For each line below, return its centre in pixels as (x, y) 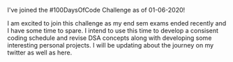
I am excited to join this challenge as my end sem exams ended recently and (117, 23)
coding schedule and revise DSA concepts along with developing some (110, 38)
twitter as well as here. (40, 52)
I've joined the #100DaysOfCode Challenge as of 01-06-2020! (96, 10)
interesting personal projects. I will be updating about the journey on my (111, 45)
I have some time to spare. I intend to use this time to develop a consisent (113, 31)
